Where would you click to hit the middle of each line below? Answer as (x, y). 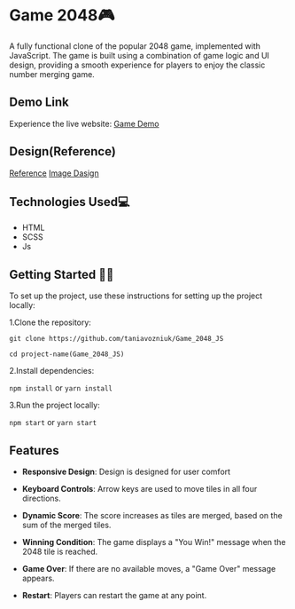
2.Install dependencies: (52, 371)
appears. (38, 578)
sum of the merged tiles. (66, 525)
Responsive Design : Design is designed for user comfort (126, 471)
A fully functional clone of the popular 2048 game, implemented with (135, 46)
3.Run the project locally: (54, 405)
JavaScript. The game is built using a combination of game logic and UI (140, 55)
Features (34, 451)
